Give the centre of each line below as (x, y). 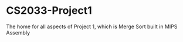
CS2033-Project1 (49, 11)
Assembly (18, 32)
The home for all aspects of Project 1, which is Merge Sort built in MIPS (92, 26)
